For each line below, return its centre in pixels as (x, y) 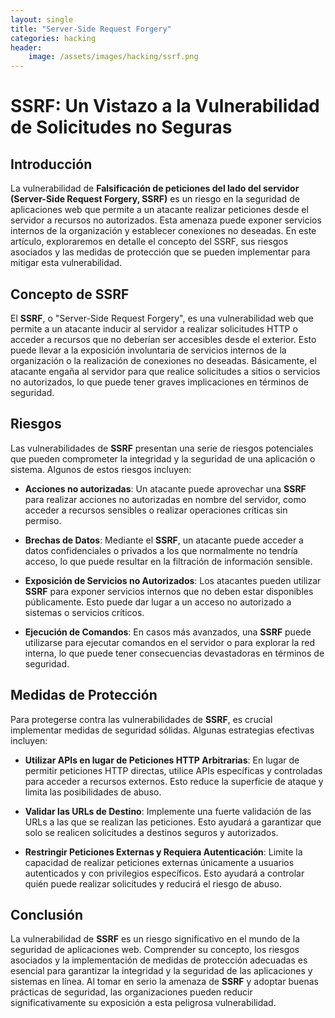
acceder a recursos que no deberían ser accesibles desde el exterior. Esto (163, 339)
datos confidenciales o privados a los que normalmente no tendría (161, 550)
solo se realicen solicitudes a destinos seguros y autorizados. (151, 832)
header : (26, 47)
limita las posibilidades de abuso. (93, 792)
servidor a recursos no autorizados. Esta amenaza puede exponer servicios (166, 220)
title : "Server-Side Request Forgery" (91, 29)
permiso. (43, 520)
